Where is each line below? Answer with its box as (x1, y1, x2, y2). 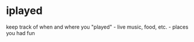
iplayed (6, 4, 43, 17)
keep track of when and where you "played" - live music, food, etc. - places (6, 23, 189, 30)
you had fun (6, 29, 35, 36)
